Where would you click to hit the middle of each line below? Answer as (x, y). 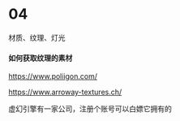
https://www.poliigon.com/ (53, 76)
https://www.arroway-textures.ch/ (65, 92)
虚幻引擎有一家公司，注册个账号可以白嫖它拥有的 (90, 109)
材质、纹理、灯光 (37, 37)
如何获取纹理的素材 (41, 58)
